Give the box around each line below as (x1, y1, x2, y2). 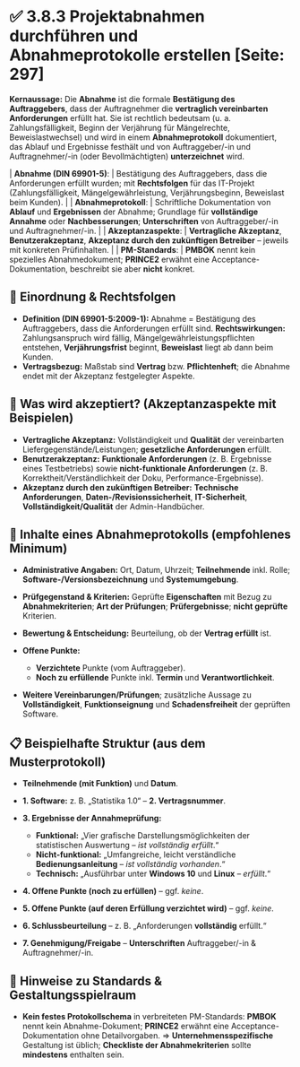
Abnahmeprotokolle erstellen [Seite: (9, 45, 285, 65)
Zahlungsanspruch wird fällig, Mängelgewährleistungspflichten (21, 332, 255, 343)
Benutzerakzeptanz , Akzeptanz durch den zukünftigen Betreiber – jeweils (9, 235, 289, 246)
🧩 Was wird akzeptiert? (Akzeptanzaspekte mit (9, 396, 277, 412)
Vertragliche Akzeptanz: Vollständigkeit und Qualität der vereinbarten (21, 434, 285, 445)
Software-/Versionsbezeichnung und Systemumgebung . (21, 574, 239, 585)
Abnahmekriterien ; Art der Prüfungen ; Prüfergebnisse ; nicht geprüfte (21, 601, 288, 612)
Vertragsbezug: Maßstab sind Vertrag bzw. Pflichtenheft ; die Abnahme (21, 360, 291, 371)
